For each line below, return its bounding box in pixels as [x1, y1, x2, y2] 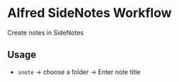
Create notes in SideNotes [7, 28, 84, 37]
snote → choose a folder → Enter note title [17, 67, 141, 76]
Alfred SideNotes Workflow [7, 5, 172, 21]
